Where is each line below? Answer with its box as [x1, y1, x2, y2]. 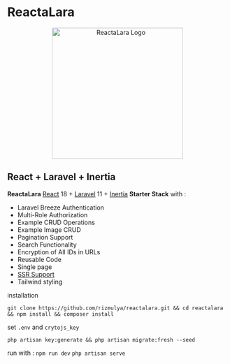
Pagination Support [17, 233, 73, 241]
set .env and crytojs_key [7, 323, 80, 331]
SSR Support [17, 270, 55, 278]
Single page [17, 263, 52, 271]
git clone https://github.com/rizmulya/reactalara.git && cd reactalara [7, 305, 224, 312]
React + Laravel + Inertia [7, 171, 116, 183]
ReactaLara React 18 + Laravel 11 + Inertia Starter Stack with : [7, 189, 187, 198]
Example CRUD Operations [17, 218, 96, 226]
